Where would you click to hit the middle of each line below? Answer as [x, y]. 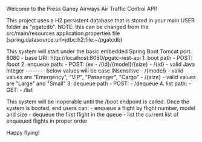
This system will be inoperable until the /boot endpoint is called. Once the [98, 102]
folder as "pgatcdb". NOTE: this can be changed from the [78, 27]
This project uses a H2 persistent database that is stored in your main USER [101, 20]
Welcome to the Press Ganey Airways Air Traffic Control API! [82, 9]
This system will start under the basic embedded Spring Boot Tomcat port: [99, 51]
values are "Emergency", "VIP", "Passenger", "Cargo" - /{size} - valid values [101, 77]
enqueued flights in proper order [47, 121]
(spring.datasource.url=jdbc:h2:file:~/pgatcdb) [64, 40]
